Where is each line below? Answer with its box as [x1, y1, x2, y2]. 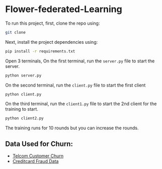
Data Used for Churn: [5, 139, 73, 148]
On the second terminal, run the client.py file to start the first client [5, 82, 146, 88]
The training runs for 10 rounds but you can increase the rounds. [5, 125, 139, 131]
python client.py [5, 92, 42, 97]
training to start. [5, 106, 39, 112]
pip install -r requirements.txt [5, 49, 75, 54]
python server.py [5, 73, 42, 78]
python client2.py [5, 116, 44, 121]
